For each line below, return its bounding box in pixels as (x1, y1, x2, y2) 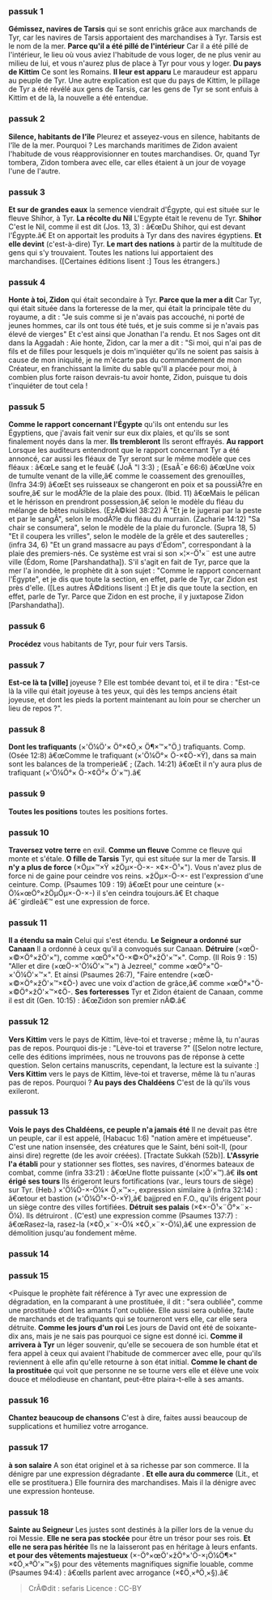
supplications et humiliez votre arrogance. (8, 1422, 149, 1431)
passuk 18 (8, 1506, 49, 1517)
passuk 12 (8, 1016, 49, 1027)
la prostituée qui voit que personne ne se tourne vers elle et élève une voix (8, 1366, 259, 1376)
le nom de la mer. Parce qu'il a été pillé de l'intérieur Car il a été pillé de (8, 41, 249, 51)
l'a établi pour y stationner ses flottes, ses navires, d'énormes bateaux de (8, 1158, 255, 1168)
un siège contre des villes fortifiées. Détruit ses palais (8, 1201, 190, 1212)
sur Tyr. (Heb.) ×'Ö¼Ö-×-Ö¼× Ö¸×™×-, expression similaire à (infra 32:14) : (8, 1184, 258, 1194)
